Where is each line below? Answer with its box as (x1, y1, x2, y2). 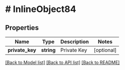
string (40, 46, 56, 53)
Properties (5, 23, 39, 32)
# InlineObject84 (5, 3, 76, 15)
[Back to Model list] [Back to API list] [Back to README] (5, 59, 120, 65)
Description (60, 38, 89, 45)
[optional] (93, 46, 117, 53)
